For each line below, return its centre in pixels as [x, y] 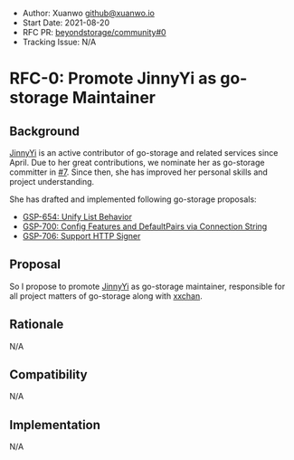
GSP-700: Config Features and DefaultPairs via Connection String [145, 226]
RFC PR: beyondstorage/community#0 [94, 32]
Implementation [55, 425]
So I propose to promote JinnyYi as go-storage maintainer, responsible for [147, 286]
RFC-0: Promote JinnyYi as [113, 78]
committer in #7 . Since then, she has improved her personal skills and [139, 172]
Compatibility [48, 375]
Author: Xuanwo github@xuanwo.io [89, 13]
